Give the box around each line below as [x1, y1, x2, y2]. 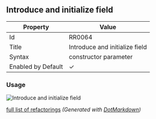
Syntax [9, 53, 29, 61]
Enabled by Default [9, 62, 63, 71]
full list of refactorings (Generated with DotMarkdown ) [6, 106, 142, 114]
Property [23, 22, 49, 31]
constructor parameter [69, 53, 133, 61]
